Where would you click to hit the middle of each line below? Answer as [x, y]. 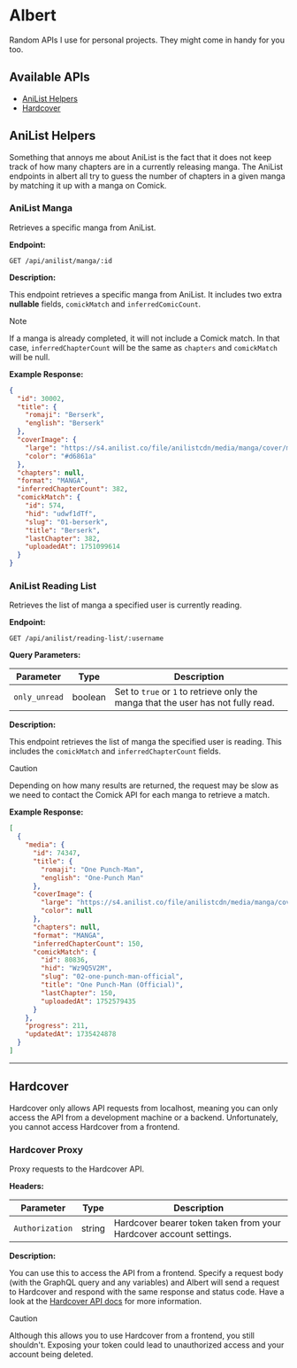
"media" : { [45, 845]
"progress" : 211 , [57, 1026]
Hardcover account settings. [173, 1234]
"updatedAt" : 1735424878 [71, 1034]
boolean [89, 698]
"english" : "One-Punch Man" [92, 877]
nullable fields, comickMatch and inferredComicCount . [105, 304]
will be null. [30, 357]
